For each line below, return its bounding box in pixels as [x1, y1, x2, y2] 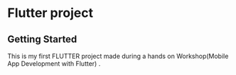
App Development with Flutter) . [7, 59, 101, 68]
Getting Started [7, 33, 77, 45]
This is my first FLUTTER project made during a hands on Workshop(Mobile [7, 52, 229, 60]
